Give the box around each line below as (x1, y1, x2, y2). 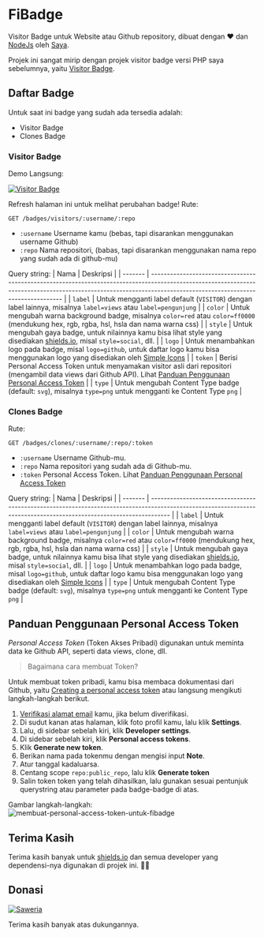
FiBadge (8, 6, 63, 24)
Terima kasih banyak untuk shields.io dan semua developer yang (8, 852, 218, 861)
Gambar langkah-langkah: (8, 800, 93, 810)
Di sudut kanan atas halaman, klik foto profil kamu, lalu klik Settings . (19, 718, 242, 727)
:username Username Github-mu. (19, 453, 126, 463)
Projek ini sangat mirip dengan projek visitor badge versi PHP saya (8, 55, 225, 65)
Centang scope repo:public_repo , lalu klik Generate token (19, 768, 210, 778)
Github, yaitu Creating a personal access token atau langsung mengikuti (8, 685, 242, 695)
